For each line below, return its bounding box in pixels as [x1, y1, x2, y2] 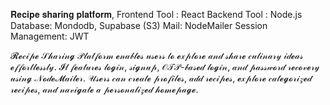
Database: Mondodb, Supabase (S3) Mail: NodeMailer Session [10, 20, 268, 31]
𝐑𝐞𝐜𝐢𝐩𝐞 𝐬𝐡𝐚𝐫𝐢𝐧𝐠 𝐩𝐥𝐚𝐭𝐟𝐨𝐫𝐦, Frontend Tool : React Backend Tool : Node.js [10, 9, 303, 20]
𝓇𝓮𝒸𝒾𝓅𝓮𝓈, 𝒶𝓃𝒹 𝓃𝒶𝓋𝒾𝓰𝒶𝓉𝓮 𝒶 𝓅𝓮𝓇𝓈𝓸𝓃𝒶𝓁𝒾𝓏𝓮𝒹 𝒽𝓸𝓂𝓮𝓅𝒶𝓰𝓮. [10, 84, 199, 95]
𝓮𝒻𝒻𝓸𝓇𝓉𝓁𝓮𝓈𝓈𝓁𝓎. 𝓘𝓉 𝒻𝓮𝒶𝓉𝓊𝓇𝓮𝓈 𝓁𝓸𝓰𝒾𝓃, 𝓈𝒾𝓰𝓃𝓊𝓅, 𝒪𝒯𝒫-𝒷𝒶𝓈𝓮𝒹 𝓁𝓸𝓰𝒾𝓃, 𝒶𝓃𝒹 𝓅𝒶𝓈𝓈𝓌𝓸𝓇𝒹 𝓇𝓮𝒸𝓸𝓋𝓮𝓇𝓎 [10, 61, 320, 73]
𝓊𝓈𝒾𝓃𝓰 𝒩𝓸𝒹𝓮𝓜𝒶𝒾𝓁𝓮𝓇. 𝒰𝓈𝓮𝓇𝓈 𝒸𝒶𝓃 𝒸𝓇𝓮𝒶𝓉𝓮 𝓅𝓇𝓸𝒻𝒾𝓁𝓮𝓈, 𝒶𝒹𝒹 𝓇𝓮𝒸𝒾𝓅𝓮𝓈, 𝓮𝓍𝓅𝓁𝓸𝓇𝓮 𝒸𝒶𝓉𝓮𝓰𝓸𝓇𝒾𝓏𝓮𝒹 [10, 72, 313, 84]
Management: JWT [10, 30, 90, 42]
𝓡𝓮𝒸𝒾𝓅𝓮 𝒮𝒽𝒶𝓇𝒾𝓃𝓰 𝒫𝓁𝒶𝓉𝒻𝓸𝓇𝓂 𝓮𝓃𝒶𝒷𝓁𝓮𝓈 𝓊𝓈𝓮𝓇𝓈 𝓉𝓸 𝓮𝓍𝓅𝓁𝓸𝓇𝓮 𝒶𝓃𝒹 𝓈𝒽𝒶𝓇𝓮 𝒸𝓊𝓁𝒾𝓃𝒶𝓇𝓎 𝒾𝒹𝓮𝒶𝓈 [10, 50, 304, 61]
